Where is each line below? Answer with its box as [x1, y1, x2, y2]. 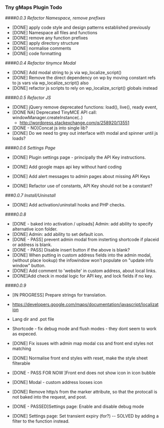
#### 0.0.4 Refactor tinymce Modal [5, 60, 76, 66]
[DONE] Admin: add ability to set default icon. [12, 231, 104, 237]
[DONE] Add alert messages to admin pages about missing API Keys [12, 174, 150, 179]
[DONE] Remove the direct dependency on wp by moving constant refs [12, 75, 156, 81]
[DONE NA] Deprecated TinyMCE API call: [12, 109, 97, 115]
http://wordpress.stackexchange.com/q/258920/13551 [19, 120, 130, 126]
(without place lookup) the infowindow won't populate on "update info [12, 257, 154, 263]
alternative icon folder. [12, 226, 58, 232]
